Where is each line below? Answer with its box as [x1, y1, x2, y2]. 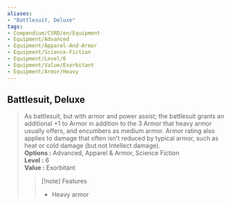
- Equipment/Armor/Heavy [7, 68, 79, 75]
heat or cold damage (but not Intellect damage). [24, 141, 160, 150]
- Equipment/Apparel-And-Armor [7, 42, 98, 49]
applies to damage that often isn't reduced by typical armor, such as [24, 134, 219, 143]
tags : [7, 23, 23, 30]
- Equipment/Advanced [7, 36, 70, 43]
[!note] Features [41, 177, 88, 186]
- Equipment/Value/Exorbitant [7, 62, 95, 69]
